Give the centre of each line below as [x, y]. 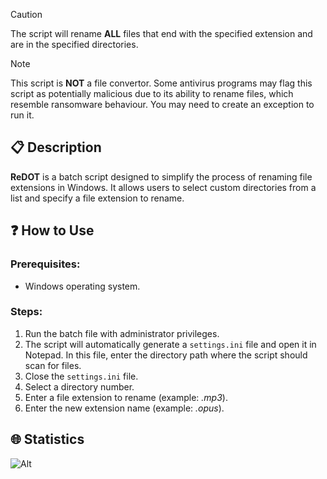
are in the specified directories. [74, 44]
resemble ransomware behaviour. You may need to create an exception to [162, 104]
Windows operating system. [82, 286]
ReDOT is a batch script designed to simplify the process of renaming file [161, 176]
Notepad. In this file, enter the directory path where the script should [166, 355]
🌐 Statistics [47, 439]
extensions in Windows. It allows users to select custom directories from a [163, 187]
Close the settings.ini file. [81, 376]
